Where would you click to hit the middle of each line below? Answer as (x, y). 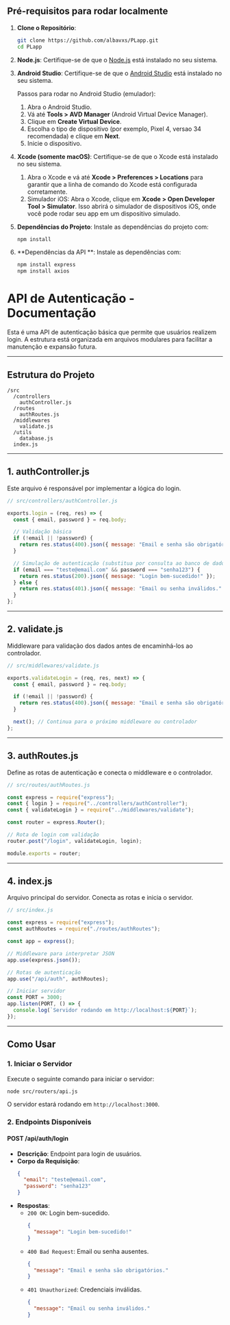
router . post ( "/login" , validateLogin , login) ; (75, 841)
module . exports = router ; (44, 853)
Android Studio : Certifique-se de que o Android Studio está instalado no (119, 73)
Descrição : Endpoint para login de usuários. (79, 1154)
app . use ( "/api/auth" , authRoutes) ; (58, 979)
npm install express (46, 265)
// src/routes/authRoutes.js (49, 785)
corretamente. (47, 192)
